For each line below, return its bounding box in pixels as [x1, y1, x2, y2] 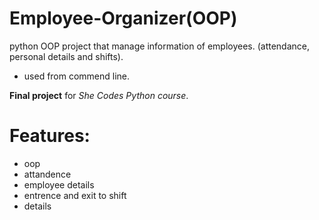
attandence [23, 168, 72, 180]
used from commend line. [23, 70, 131, 82]
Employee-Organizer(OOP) [9, 7, 238, 30]
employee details [23, 178, 95, 191]
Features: [9, 125, 91, 147]
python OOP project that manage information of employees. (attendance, [9, 40, 311, 52]
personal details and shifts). [9, 50, 124, 62]
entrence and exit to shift [23, 189, 127, 201]
